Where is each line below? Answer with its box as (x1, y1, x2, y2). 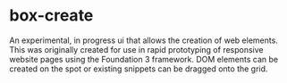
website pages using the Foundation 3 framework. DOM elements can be (9, 54, 279, 64)
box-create (9, 5, 94, 26)
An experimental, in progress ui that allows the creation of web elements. (9, 35, 279, 46)
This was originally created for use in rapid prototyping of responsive (9, 44, 264, 54)
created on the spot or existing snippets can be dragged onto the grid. (9, 63, 268, 74)
